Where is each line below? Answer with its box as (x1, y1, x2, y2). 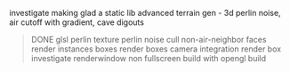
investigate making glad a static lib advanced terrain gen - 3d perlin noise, (9, 8, 282, 18)
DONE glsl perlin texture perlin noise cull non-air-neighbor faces (30, 35, 267, 44)
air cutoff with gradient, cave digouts (9, 17, 145, 28)
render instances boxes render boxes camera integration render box (30, 44, 282, 54)
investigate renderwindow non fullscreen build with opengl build (30, 53, 267, 63)
